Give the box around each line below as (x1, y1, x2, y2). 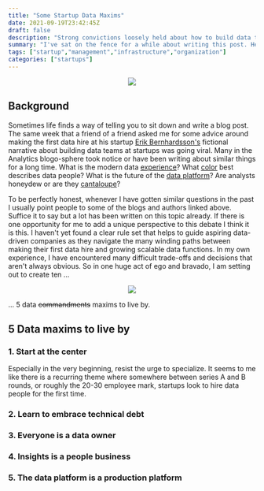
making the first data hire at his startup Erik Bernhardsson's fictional (8, 137, 229, 147)
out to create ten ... (8, 270, 70, 279)
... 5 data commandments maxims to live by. (8, 299, 151, 309)
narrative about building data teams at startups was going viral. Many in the (8, 145, 253, 154)
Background (8, 99, 69, 113)
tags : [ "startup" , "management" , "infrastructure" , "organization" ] (8, 48, 226, 56)
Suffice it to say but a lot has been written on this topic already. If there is (8, 210, 245, 221)
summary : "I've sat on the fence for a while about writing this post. (8, 41, 247, 49)
